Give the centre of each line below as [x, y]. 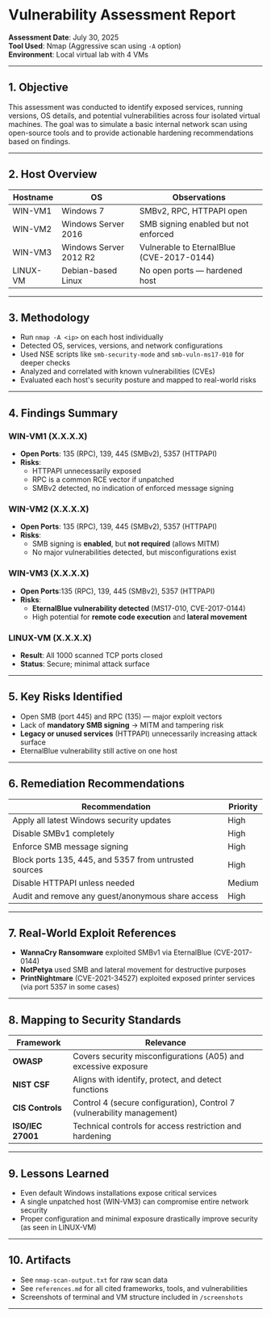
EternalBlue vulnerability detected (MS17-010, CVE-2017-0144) [139, 608]
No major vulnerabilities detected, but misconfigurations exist [134, 552]
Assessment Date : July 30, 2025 [64, 37]
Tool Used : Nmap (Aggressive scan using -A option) [95, 45]
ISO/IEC [27, 1126]
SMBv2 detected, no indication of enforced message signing [133, 488]
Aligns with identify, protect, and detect [147, 1079]
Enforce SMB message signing [71, 846]
